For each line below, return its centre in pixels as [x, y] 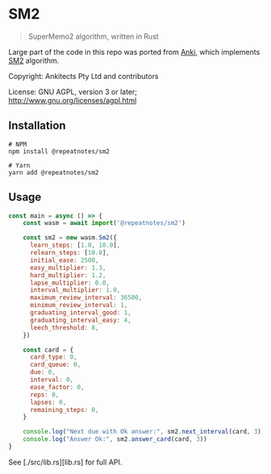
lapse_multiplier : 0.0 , [70, 283]
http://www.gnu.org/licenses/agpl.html [73, 100]
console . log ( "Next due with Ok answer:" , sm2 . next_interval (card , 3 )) [144, 432]
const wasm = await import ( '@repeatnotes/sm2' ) [104, 223]
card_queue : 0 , [55, 365]
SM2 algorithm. [34, 60]
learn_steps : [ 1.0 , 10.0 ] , [75, 245]
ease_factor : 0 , [57, 387]
